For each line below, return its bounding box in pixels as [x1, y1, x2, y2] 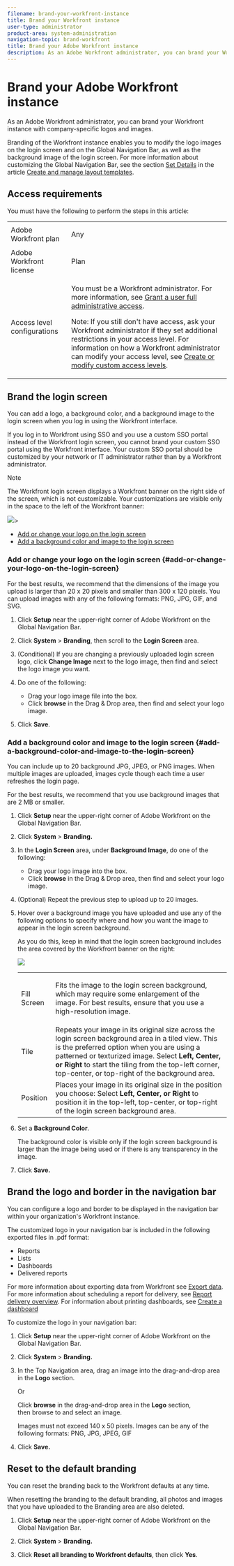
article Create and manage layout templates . [7, 168, 134, 176]
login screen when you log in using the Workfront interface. [7, 417, 178, 425]
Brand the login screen [7, 391, 108, 403]
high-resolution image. [55, 1007, 131, 1016]
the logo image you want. [17, 664, 91, 673]
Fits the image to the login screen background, [55, 981, 208, 990]
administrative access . [70, 301, 145, 311]
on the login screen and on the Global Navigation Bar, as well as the [7, 145, 201, 154]
